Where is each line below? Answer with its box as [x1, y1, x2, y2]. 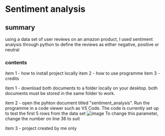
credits [5, 76, 19, 82]
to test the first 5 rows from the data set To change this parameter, [5, 110, 159, 117]
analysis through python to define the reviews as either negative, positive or [5, 42, 159, 47]
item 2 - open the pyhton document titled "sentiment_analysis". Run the [5, 100, 150, 106]
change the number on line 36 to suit [5, 116, 80, 122]
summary [5, 23, 35, 32]
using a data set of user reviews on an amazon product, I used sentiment [5, 36, 153, 42]
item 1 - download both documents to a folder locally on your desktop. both [5, 85, 158, 91]
